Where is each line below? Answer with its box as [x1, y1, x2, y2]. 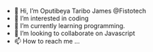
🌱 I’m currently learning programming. [13, 22, 125, 30]
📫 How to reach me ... [13, 37, 80, 45]
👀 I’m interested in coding [13, 14, 89, 22]
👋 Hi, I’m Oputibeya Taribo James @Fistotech [13, 7, 147, 15]
